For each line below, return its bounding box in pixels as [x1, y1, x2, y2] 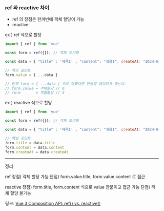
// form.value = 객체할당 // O [5, 86, 65, 91]
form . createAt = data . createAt [5, 150, 69, 154]
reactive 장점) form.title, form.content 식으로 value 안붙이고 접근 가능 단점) [5, 184, 150, 190]
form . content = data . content [5, 145, 64, 150]
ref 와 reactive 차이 [5, 4, 50, 11]
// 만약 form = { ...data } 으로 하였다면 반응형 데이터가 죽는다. [5, 81, 127, 86]
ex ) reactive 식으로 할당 [5, 100, 52, 106]
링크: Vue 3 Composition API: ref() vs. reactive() [5, 201, 101, 207]
